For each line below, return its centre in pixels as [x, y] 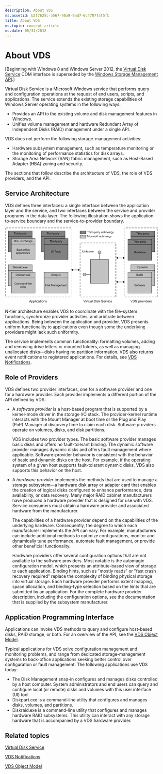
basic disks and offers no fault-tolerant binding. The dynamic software [82, 444]
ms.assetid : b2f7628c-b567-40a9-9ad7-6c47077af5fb [57, 15]
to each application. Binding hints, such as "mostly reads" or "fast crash [84, 571]
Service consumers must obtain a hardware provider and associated [80, 505]
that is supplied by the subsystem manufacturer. [60, 602]
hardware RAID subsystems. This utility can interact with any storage [81, 715]
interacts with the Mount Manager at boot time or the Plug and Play [79, 419]
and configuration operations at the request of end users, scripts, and [75, 94]
